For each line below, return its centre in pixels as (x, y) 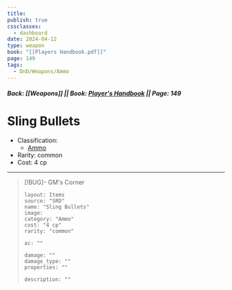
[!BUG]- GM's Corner (54, 182)
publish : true (28, 20)
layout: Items (44, 195)
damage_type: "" (47, 262)
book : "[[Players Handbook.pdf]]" (57, 52)
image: (33, 213)
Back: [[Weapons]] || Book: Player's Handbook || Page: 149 (94, 93)
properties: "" (46, 268)
